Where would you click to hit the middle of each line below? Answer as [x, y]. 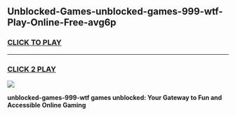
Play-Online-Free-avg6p [62, 23]
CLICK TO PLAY [34, 43]
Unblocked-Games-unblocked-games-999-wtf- [115, 12]
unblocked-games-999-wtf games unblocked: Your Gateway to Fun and [115, 97]
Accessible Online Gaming [47, 105]
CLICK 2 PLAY [32, 69]
